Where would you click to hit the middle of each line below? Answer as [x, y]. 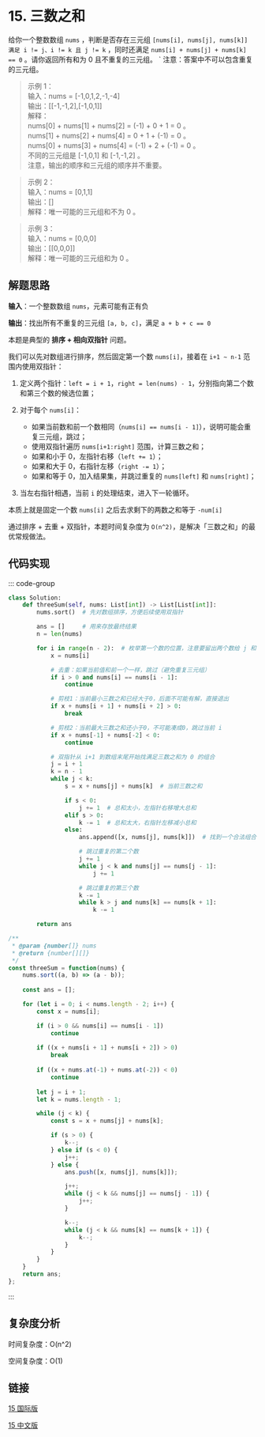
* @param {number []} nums [54, 946]
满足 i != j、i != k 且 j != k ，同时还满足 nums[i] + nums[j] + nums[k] [127, 49]
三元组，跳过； [63, 437]
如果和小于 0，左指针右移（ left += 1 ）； [97, 456]
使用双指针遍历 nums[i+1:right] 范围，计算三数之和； [119, 446]
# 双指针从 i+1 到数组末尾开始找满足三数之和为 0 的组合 [132, 757]
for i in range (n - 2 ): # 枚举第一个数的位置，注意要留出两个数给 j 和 [146, 648]
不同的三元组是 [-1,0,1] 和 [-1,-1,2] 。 [86, 155]
